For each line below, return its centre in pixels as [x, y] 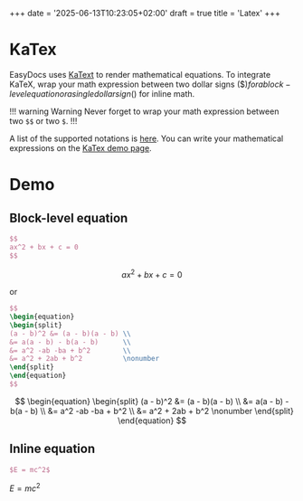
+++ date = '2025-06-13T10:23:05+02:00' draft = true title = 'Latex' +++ [145, 13]
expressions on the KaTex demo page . [80, 147]
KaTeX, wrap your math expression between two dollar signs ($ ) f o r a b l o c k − [150, 84]
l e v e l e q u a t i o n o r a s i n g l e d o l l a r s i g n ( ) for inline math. [102, 93]
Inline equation [52, 449]
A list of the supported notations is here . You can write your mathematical [147, 138]
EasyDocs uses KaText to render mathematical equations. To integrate [140, 74]
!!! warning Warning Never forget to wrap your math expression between [144, 111]
